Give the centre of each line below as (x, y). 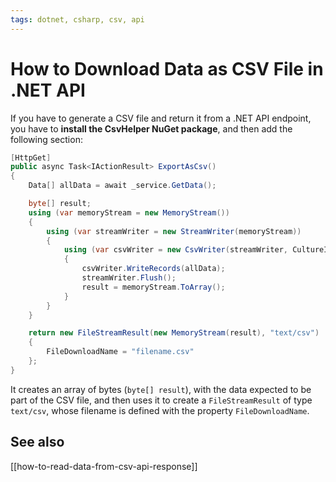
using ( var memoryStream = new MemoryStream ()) (129, 212)
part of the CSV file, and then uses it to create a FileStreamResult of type (161, 400)
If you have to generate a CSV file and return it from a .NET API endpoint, (161, 118)
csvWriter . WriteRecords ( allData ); (153, 269)
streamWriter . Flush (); (129, 278)
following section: (46, 139)
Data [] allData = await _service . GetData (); (122, 186)
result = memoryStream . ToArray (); (153, 287)
